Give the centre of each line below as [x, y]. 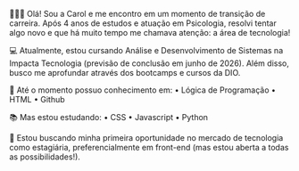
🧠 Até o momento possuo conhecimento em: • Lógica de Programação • [143, 90]
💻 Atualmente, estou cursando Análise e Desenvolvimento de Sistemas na [146, 50]
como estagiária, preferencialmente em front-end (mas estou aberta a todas [149, 147]
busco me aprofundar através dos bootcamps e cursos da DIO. [125, 73]
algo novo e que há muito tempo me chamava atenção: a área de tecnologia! [150, 33]
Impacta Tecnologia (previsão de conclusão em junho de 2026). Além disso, [149, 63]
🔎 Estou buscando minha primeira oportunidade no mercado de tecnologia [146, 138]
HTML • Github [37, 99]
